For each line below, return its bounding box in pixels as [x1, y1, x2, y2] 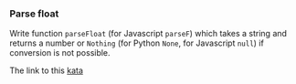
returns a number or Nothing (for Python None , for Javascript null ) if [9, 37, 265, 48]
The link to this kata [9, 65, 84, 76]
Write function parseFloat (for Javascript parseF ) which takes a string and [9, 28, 288, 39]
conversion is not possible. [9, 47, 111, 58]
